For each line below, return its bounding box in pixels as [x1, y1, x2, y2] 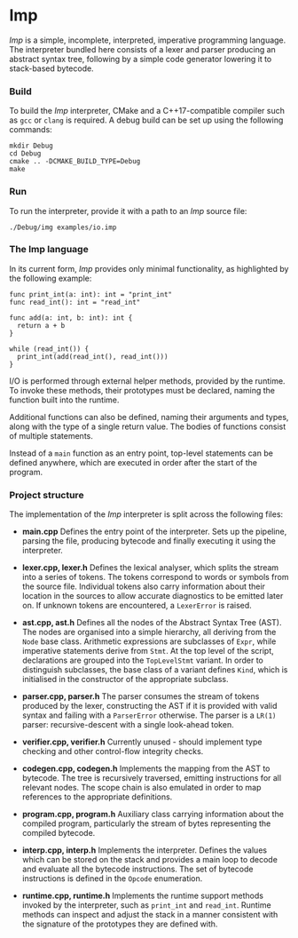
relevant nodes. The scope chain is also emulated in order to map [21, 783, 262, 793]
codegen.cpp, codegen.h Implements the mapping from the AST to [21, 763, 271, 774]
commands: [9, 124, 53, 135]
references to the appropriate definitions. [21, 791, 173, 802]
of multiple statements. [9, 430, 93, 441]
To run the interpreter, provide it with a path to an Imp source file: [9, 205, 247, 216]
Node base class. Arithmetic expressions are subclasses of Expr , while [21, 636, 277, 647]
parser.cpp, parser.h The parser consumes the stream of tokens [21, 691, 260, 702]
